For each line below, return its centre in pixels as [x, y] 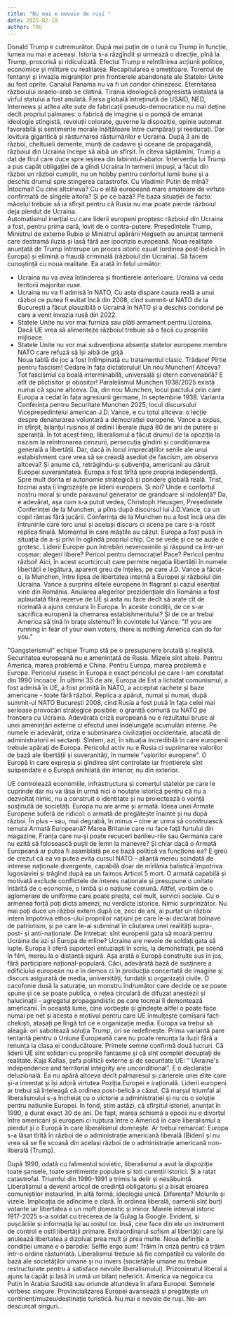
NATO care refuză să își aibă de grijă [70, 352]
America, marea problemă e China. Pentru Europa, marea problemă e [107, 666]
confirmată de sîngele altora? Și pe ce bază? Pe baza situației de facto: [110, 196]
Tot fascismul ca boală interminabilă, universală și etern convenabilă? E [120, 375]
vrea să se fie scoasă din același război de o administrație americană [107, 1143]
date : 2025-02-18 [33, 20]
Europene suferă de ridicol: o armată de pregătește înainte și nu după [108, 813]
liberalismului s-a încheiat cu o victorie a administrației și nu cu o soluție [111, 1098]
